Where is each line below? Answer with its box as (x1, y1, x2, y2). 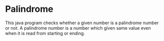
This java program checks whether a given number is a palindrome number (5, 20, 159, 26)
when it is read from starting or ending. (5, 30, 85, 36)
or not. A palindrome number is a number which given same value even (5, 25, 151, 31)
